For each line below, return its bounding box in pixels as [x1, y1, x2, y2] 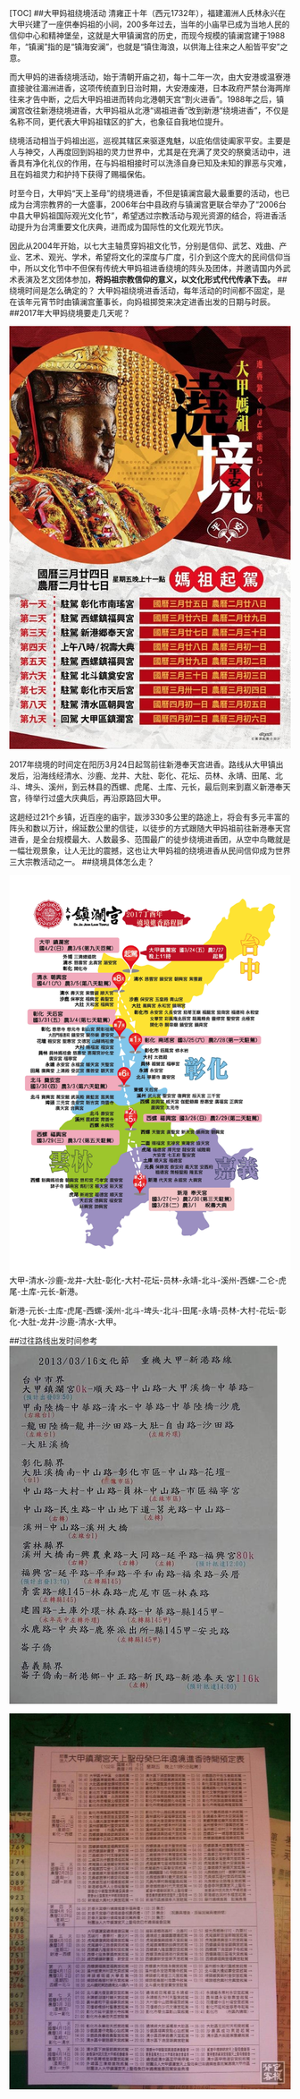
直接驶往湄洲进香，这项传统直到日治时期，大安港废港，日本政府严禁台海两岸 [9, 83, 291, 93]
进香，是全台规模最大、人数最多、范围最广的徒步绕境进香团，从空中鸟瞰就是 [9, 834, 291, 844]
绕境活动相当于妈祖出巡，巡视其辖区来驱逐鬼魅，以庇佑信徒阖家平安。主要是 [9, 135, 291, 146]
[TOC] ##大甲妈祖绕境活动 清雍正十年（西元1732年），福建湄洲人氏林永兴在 [9, 8, 286, 18]
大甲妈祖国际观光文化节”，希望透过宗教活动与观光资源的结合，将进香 [24, 210, 279, 221]
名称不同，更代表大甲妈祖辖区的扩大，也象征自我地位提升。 [9, 116, 229, 127]
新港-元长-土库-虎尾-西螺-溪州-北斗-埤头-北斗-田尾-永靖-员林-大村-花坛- [9, 1305, 279, 1316]
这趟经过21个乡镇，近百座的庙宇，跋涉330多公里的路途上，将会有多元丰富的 [9, 812, 290, 822]
